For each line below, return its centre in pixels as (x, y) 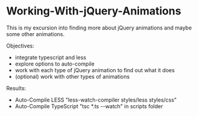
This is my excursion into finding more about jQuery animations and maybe (99, 28)
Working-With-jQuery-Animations (94, 11)
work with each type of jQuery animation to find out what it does (95, 70)
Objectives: (20, 46)
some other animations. (36, 34)
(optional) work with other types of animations (72, 76)
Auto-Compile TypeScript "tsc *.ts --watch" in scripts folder (89, 106)
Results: (16, 88)
